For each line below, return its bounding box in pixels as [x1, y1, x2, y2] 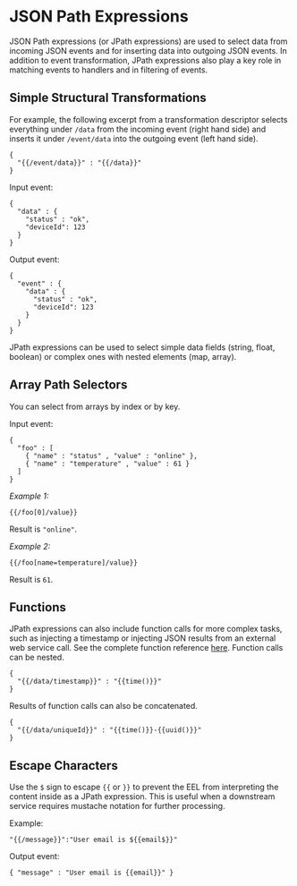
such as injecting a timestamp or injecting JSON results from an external [9, 633, 276, 643]
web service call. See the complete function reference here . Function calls [9, 643, 284, 653]
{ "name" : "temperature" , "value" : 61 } [25, 459, 191, 468]
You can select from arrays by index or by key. [9, 401, 181, 412]
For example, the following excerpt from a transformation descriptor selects [9, 114, 288, 124]
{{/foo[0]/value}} [9, 507, 78, 516]
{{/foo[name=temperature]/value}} [9, 558, 139, 567]
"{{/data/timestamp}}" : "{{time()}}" [17, 677, 163, 686]
